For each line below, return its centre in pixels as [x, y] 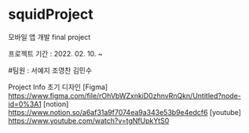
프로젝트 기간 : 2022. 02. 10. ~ [56, 53]
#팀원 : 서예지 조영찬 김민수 [50, 70]
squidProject [51, 14]
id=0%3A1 [25, 104]
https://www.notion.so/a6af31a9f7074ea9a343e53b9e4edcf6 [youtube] [125, 112]
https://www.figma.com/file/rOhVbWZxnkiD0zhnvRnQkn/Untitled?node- [125, 95]
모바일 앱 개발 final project [49, 37]
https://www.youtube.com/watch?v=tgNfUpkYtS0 [89, 120]
